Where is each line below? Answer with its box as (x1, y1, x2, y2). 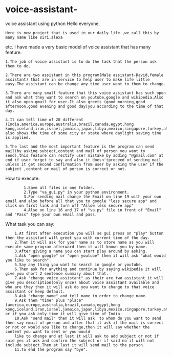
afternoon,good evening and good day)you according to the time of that (5, 104, 164, 109)
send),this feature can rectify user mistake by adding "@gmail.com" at (5, 153, 164, 158)
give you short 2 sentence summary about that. (5, 271, 109, 276)
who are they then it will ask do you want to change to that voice (5, 284, 155, 290)
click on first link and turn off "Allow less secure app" (5, 203, 134, 208)
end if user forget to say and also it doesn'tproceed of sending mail (5, 157, 161, 162)
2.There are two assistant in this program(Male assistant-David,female (5, 73, 164, 78)
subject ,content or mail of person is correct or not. (5, 166, 127, 172)
